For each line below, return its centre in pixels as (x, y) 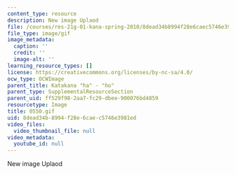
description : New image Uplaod (53, 20)
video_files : (26, 124)
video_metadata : (31, 137)
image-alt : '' (34, 59)
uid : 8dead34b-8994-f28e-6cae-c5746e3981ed (72, 118)
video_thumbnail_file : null (55, 131)
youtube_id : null (39, 144)
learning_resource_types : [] (50, 66)
